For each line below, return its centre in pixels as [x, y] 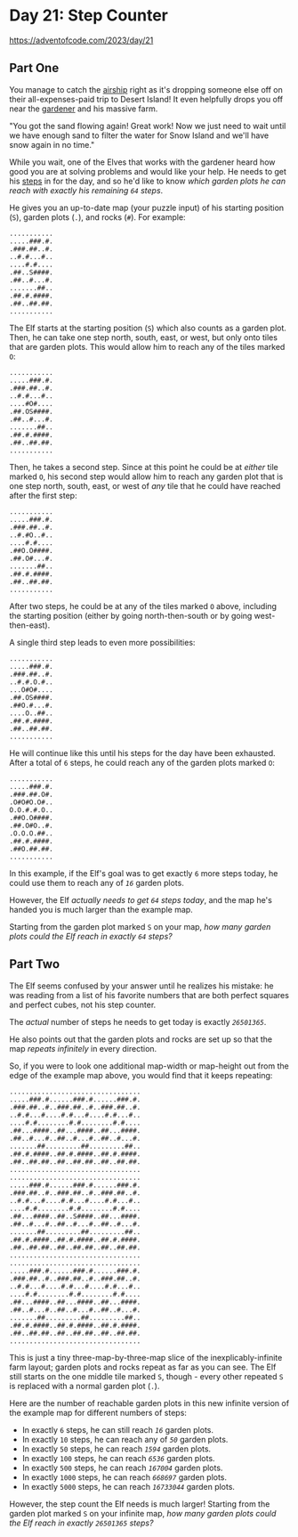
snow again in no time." [52, 144]
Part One [34, 68]
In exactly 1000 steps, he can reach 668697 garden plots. [125, 1477]
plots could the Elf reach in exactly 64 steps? [91, 936]
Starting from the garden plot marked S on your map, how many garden [140, 926]
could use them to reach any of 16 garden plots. [97, 882]
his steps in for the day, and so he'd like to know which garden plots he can [148, 181]
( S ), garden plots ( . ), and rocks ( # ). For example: [97, 217]
